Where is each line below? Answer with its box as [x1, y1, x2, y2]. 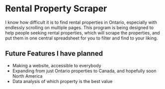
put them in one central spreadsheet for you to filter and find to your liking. [5, 35, 158, 41]
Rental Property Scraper [5, 3, 107, 14]
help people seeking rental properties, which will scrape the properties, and [5, 30, 160, 36]
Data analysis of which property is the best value [12, 78, 113, 84]
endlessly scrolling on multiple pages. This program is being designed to [5, 24, 154, 30]
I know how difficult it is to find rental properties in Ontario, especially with [5, 19, 158, 25]
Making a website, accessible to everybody [12, 62, 101, 68]
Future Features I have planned [5, 49, 103, 58]
